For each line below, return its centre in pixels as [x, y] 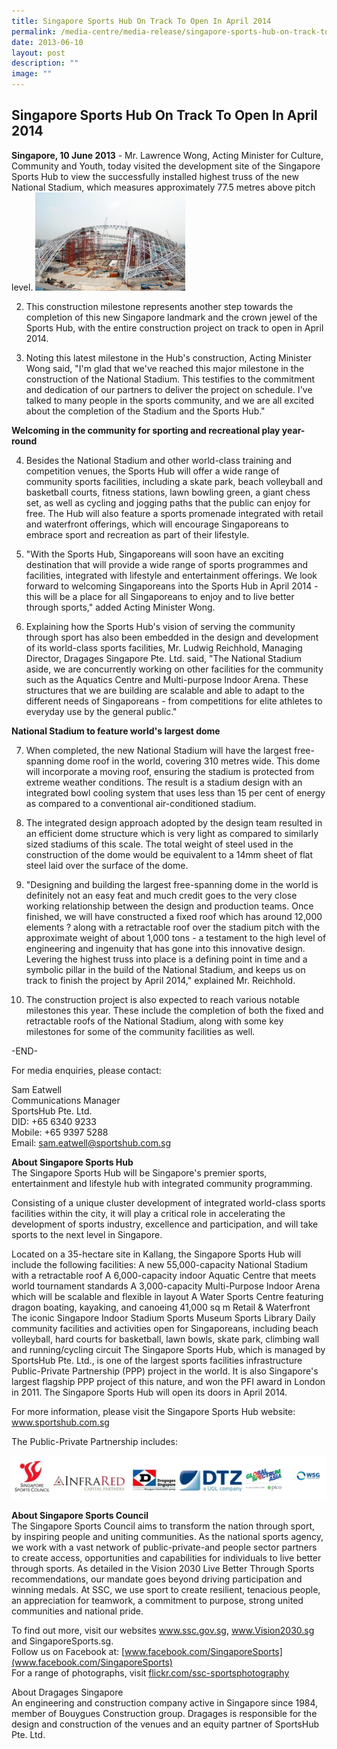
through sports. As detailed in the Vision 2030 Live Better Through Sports [163, 1569]
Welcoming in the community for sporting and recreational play [146, 430]
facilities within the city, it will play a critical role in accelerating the [148, 1213]
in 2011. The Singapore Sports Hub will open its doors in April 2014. [149, 1392]
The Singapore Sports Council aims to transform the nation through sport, [163, 1526]
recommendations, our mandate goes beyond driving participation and [157, 1579]
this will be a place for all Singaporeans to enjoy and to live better [160, 596]
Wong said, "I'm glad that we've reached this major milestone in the [164, 368]
